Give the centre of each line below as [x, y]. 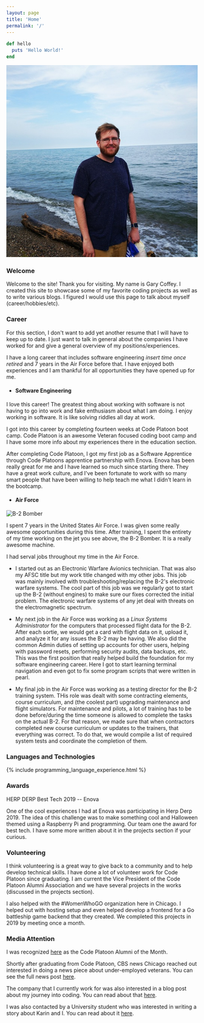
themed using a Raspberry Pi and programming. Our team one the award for [102, 824]
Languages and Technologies [51, 757]
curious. [17, 837]
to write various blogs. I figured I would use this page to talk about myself [98, 297]
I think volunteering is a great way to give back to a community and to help [100, 866]
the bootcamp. [25, 486]
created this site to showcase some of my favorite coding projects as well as [102, 291]
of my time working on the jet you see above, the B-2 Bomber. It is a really [99, 538]
